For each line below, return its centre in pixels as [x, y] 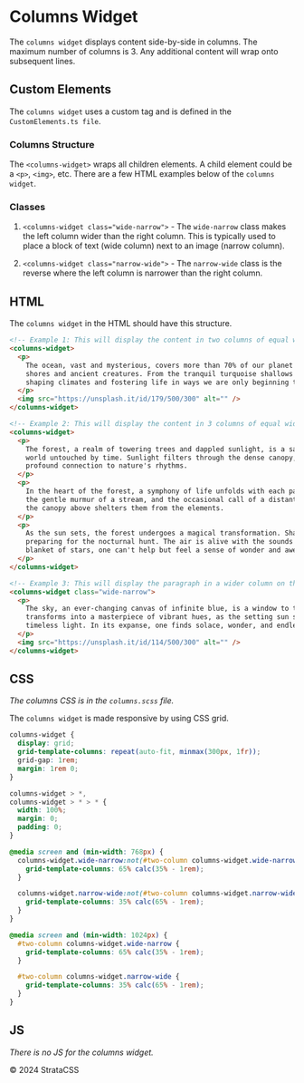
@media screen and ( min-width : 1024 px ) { [89, 935]
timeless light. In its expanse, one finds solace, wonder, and [149, 626]
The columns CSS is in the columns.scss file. [92, 701]
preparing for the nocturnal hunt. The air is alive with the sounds [160, 542]
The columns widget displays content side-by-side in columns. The [133, 42]
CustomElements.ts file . [55, 121]
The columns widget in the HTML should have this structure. [121, 324]
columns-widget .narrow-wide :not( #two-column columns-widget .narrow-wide [157, 894]
